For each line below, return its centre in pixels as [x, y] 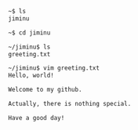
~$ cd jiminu [29, 32]
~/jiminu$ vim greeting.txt [54, 68]
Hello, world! [31, 76]
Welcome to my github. [45, 90]
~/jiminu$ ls [29, 47]
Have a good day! [36, 117]
